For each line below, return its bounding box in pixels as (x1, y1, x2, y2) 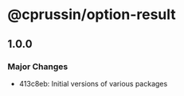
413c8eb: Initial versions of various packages (18, 79, 168, 88)
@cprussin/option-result (7, 6, 176, 24)
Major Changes (7, 61, 69, 72)
